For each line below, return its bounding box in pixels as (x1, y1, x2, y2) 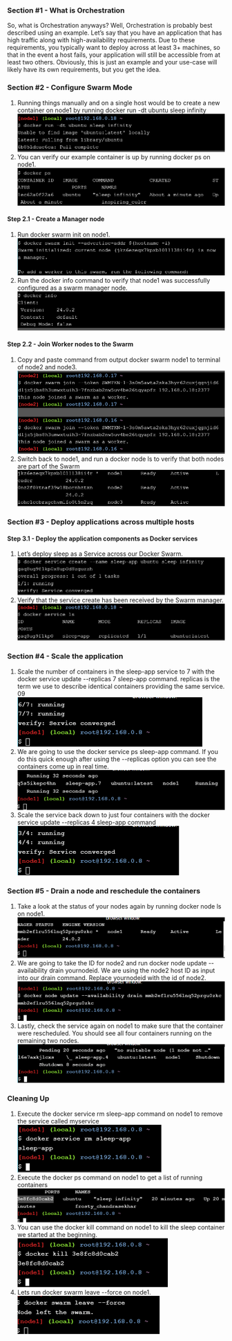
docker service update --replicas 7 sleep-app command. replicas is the (17, 674, 220, 683)
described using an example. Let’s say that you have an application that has (7, 28, 222, 37)
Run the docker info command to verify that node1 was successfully (17, 277, 211, 285)
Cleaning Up (7, 1094, 50, 1103)
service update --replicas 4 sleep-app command (17, 818, 157, 827)
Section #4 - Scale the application (7, 651, 124, 661)
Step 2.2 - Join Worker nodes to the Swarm (7, 340, 134, 348)
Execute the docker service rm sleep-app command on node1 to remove (17, 1110, 223, 1118)
